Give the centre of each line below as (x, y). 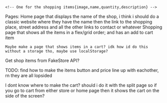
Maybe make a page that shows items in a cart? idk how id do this (77, 47)
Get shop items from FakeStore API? (42, 60)
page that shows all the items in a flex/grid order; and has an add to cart (79, 32)
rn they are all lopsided (29, 75)
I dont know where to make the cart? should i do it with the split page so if (81, 85)
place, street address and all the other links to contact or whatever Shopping (84, 27)
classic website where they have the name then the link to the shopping (79, 22)
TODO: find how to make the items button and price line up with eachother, (82, 70)
